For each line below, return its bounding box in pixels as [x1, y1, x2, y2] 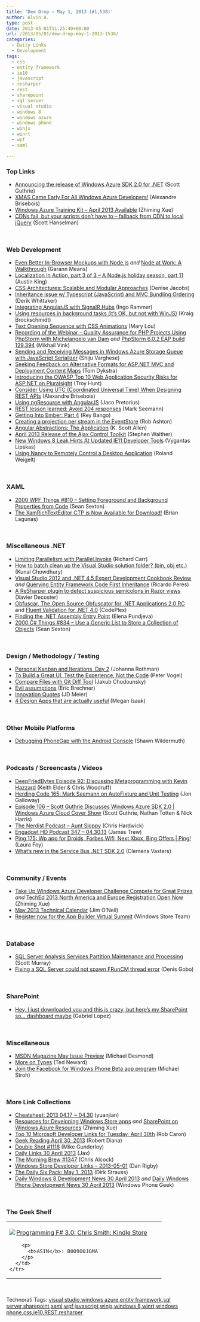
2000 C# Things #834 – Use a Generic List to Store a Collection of [14, 619, 179, 626]
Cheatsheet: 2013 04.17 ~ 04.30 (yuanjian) [14, 1111, 119, 1119]
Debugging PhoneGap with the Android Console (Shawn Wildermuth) [14, 737, 185, 745]
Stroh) [14, 1071, 31, 1079]
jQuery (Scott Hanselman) [14, 219, 79, 226]
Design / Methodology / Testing [6, 651, 100, 660]
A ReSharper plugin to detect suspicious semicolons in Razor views [14, 587, 181, 594]
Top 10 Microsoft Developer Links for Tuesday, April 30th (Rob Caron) [14, 1131, 186, 1138]
